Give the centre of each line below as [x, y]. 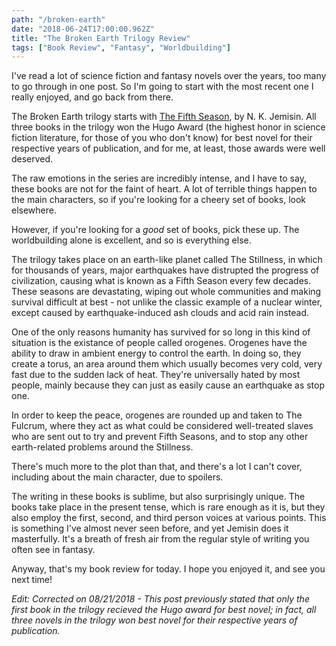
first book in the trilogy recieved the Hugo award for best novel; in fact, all [164, 610]
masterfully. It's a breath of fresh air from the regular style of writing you [160, 539]
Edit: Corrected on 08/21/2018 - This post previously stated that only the [160, 599]
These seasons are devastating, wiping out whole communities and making [166, 292]
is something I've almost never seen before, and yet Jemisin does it [150, 528]
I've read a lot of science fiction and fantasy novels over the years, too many [169, 76]
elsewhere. [34, 210]
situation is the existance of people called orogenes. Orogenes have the [159, 343]
